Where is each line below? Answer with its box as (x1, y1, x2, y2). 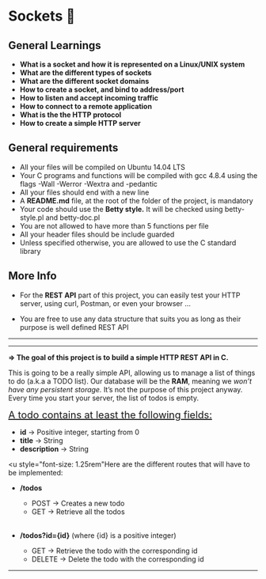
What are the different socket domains (19, 77, 150, 85)
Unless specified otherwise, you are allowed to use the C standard (19, 237, 237, 248)
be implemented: (8, 467, 63, 477)
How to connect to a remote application (19, 102, 153, 111)
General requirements (8, 142, 119, 155)
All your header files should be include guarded (19, 229, 175, 239)
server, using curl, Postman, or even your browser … (19, 298, 192, 308)
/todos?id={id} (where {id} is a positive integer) (19, 530, 177, 540)
